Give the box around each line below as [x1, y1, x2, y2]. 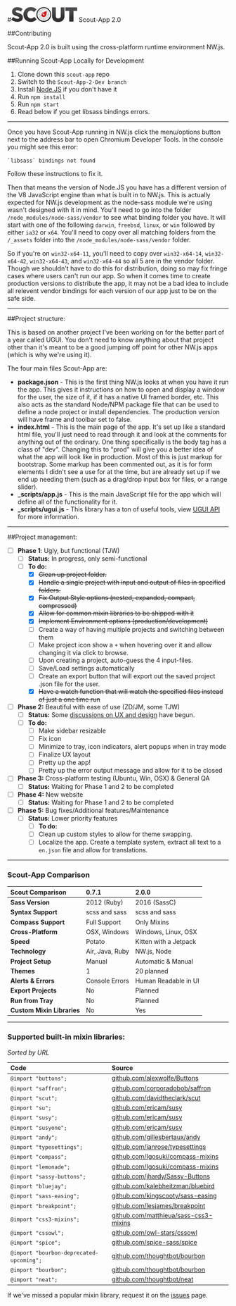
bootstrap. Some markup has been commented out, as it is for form [17, 460, 213, 468]
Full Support [86, 918, 122, 926]
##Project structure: [7, 314, 65, 323]
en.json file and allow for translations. [38, 846, 148, 854]
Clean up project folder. [38, 571, 107, 579]
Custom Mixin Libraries [10, 1006, 81, 1014]
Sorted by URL [7, 1048, 50, 1057]
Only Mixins [135, 918, 170, 926]
